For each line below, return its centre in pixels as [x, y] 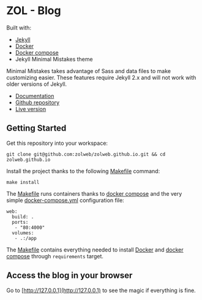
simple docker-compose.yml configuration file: [65, 200]
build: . [23, 217]
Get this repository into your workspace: [57, 143]
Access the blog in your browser [69, 276]
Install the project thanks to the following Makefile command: [83, 171]
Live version [31, 109]
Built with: [19, 28]
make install [23, 182]
